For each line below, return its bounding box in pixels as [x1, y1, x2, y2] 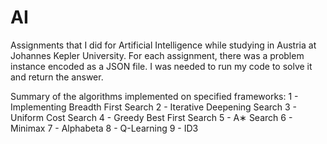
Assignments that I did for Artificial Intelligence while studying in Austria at [10, 39, 317, 51]
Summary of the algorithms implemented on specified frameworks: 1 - [10, 90, 299, 102]
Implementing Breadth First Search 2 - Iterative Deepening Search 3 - [10, 101, 298, 113]
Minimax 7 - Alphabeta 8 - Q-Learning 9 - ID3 [10, 122, 199, 134]
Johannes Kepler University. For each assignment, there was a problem [10, 49, 305, 61]
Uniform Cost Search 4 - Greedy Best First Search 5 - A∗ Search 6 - [10, 111, 293, 123]
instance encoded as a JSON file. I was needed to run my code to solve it [10, 60, 313, 72]
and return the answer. [10, 71, 104, 83]
